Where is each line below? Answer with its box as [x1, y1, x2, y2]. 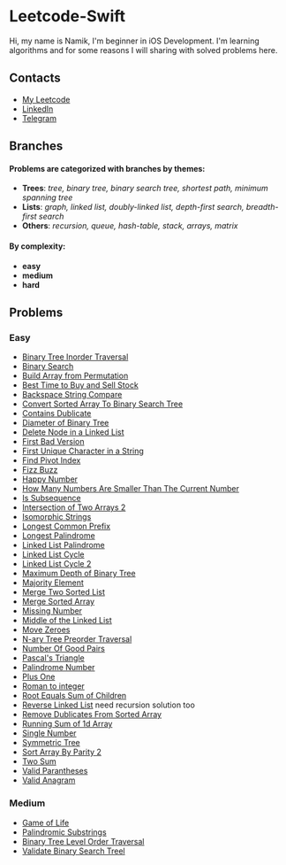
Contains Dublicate [21, 408, 92, 419]
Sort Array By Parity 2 [21, 746, 102, 758]
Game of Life [21, 817, 70, 828]
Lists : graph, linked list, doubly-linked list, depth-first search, [21, 202, 245, 212]
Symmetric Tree [21, 738, 81, 748]
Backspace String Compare [21, 390, 123, 400]
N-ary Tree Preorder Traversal [21, 634, 132, 645]
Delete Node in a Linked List [21, 427, 125, 437]
